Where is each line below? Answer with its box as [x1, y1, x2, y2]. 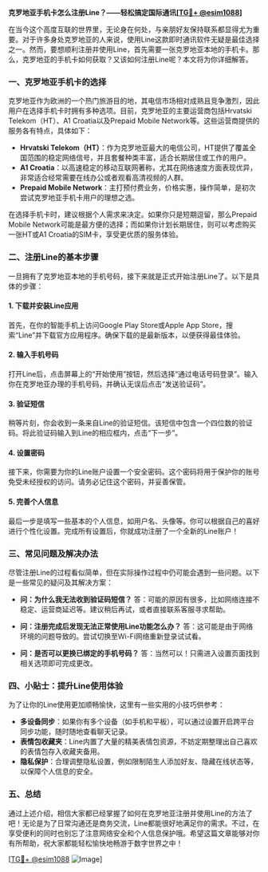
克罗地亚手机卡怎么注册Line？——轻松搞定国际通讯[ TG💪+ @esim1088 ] [8, 8, 242, 17]
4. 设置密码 [8, 448, 45, 457]
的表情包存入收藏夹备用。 [19, 747, 104, 756]
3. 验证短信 [8, 399, 45, 408]
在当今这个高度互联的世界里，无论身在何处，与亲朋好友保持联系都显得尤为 [8, 25, 253, 34]
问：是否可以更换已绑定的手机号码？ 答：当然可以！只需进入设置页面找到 [19, 648, 260, 657]
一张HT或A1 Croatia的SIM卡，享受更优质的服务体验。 [8, 230, 183, 239]
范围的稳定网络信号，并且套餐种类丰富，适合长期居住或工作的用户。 [26, 153, 251, 163]
